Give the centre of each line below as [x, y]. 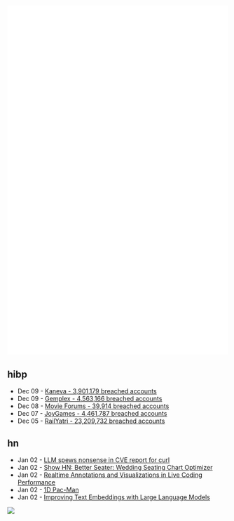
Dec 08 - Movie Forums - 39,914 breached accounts [93, 406]
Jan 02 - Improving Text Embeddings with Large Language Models [113, 497]
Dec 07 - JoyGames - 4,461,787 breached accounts [92, 414]
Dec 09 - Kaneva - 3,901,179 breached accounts [87, 391]
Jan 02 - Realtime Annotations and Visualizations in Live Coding [110, 475]
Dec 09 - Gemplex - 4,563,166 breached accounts [90, 399]
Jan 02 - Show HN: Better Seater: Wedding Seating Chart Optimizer [115, 468]
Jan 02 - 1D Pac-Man [48, 490]
